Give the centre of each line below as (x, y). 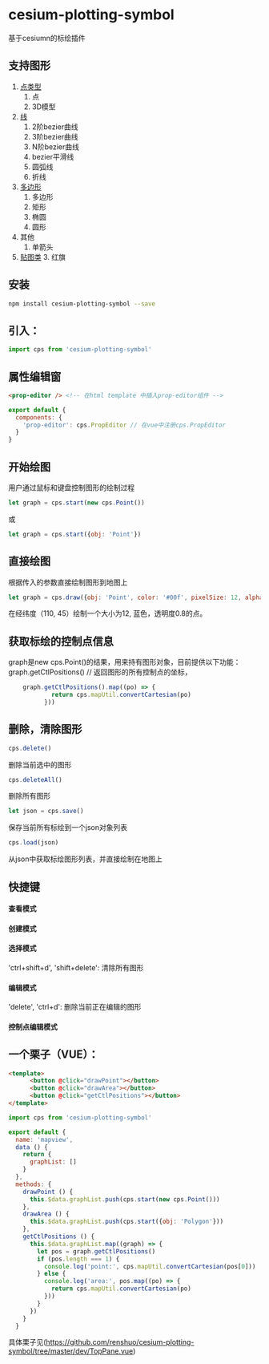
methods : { (34, 1184)
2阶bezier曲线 (55, 127)
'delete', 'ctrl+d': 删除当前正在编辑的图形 (75, 1007)
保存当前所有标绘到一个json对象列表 (68, 828)
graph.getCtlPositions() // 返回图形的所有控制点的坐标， (100, 672)
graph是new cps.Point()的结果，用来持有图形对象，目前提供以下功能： (124, 662)
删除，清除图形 (45, 729)
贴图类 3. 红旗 (43, 257)
